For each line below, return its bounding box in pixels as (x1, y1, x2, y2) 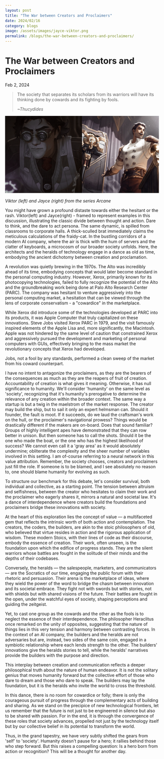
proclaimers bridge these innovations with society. (5, 504, 106, 510)
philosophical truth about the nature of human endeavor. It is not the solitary (5, 667, 158, 673)
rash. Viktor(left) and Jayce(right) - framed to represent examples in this (5, 212, 150, 218)
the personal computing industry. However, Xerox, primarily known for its (5, 274, 152, 280)
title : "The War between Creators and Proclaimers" (5, 13, 112, 18)
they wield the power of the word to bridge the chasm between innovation (5, 580, 154, 586)
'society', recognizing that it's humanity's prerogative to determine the (5, 391, 146, 396)
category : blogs (5, 23, 38, 28)
